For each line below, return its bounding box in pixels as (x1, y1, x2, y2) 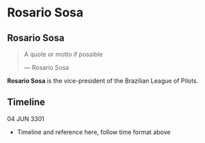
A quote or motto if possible (23, 50, 103, 58)
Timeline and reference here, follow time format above (16, 128, 171, 136)
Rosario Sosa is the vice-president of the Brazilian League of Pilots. (7, 77, 199, 85)
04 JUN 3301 (7, 114, 45, 122)
